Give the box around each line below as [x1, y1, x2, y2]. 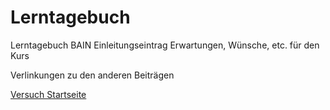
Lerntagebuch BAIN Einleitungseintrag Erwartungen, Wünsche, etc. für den [10, 39, 320, 51]
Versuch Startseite [10, 88, 87, 100]
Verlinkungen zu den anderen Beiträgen [10, 69, 175, 81]
